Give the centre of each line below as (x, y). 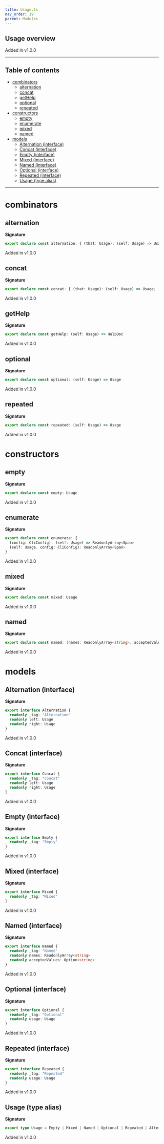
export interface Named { (31, 946)
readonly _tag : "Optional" (37, 1015)
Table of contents (32, 70)
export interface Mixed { (31, 892)
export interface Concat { (32, 774)
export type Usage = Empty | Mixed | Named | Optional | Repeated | (76, 1128)
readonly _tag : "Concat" (35, 779)
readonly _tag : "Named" (33, 951)
